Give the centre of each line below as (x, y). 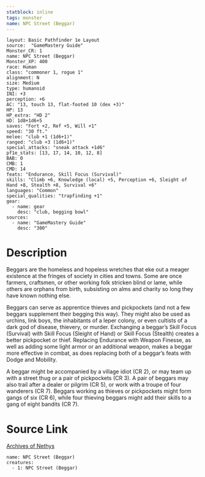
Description (37, 253)
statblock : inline (30, 12)
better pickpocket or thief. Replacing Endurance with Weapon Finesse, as (99, 340)
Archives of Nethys (31, 446)
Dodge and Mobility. (32, 360)
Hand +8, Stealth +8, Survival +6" (52, 185)
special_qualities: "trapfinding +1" (54, 196)
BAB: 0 (15, 158)
